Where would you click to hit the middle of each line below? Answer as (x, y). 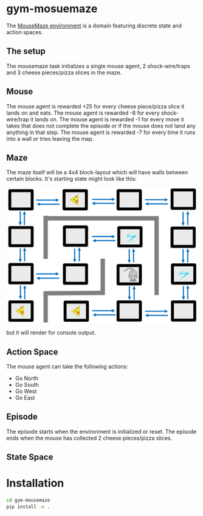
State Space (30, 457)
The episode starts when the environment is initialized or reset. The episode (101, 431)
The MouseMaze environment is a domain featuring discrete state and (94, 26)
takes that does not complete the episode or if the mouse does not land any (101, 125)
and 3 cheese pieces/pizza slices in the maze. (64, 72)
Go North (26, 378)
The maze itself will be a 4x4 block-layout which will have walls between (97, 172)
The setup (26, 51)
